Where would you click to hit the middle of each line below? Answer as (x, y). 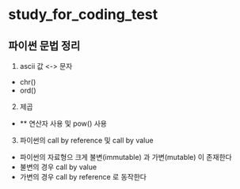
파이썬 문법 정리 (44, 45)
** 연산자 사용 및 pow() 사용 (63, 123)
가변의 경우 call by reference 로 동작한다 (83, 177)
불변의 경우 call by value (58, 167)
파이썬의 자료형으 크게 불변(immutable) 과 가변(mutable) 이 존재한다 (126, 157)
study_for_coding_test (83, 15)
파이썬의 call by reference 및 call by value (86, 140)
